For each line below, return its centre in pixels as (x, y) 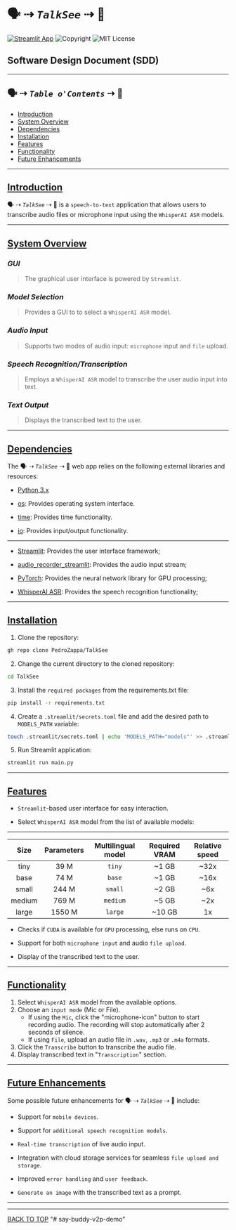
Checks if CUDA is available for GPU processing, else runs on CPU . (109, 929)
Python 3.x (33, 490)
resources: (23, 476)
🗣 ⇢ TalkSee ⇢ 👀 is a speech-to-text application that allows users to (107, 204)
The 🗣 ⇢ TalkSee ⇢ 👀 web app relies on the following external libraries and (116, 466)
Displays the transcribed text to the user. (83, 420)
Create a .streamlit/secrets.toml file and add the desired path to (113, 716)
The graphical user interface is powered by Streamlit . (103, 279)
